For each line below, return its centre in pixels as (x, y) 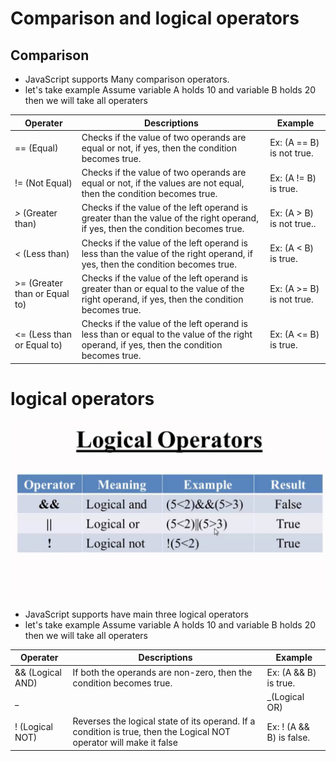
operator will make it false (125, 743)
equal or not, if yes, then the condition (159, 148)
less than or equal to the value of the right (167, 334)
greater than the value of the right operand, (170, 218)
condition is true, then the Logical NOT (151, 732)
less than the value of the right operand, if (167, 253)
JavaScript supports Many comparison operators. (127, 79)
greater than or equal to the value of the (163, 288)
